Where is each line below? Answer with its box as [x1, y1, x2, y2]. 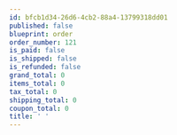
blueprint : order [9, 29, 73, 38]
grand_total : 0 [9, 71, 65, 80]
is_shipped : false [9, 54, 77, 63]
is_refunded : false [9, 63, 81, 72]
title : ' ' [9, 112, 50, 121]
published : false [9, 21, 73, 30]
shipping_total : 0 [9, 95, 77, 105]
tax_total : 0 [9, 87, 58, 96]
